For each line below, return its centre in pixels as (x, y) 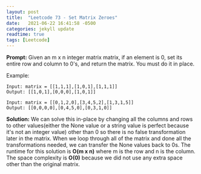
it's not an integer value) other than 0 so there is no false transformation (96, 132)
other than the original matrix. (43, 164)
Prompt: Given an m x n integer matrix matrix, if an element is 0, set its (94, 57)
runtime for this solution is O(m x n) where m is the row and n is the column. (101, 151)
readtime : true (25, 35)
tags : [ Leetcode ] (28, 40)
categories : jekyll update (40, 29)
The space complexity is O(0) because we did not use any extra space (94, 158)
